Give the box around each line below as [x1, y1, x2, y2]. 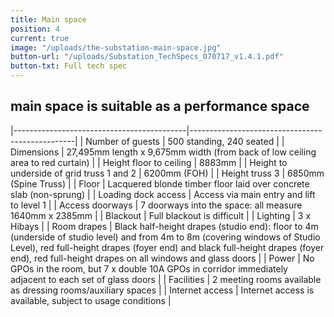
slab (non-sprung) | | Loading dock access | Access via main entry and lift [10, 188, 316, 200]
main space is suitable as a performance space [10, 98, 310, 115]
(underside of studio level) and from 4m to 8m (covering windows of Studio [10, 231, 321, 243]
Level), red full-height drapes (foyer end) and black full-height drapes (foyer [10, 241, 325, 253]
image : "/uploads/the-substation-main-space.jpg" [10, 42, 222, 53]
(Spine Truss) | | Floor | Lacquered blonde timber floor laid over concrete [10, 177, 310, 190]
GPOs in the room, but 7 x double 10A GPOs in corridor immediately [10, 262, 288, 275]
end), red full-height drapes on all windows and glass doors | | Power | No [10, 252, 315, 264]
